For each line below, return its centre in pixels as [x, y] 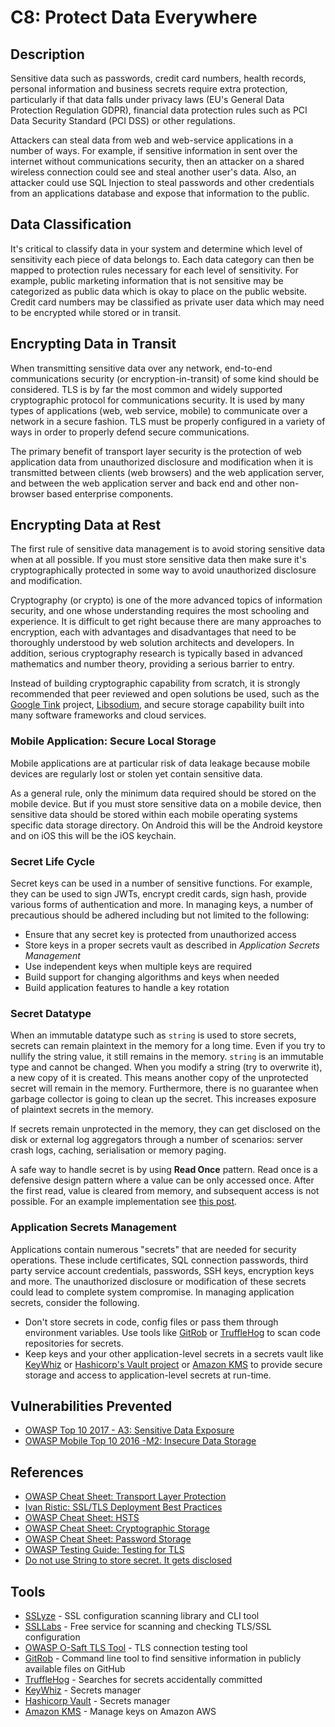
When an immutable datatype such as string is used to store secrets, [153, 1035]
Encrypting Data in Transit [93, 344]
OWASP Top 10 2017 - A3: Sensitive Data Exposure [129, 1430]
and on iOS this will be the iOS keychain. [93, 835]
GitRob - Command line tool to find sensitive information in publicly [163, 1658]
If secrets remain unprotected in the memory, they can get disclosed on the [165, 1129]
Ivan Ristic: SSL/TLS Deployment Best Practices [123, 1507]
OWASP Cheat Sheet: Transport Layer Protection [125, 1497]
